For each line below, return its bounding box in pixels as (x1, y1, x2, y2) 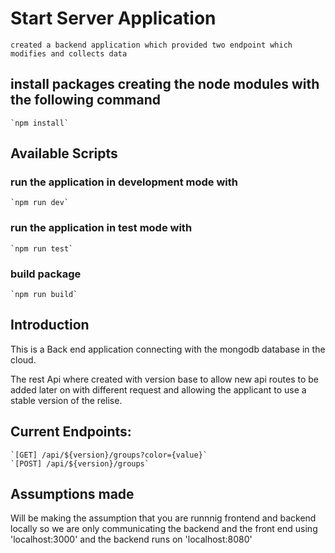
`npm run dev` (10, 198, 70, 208)
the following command (10, 92, 161, 109)
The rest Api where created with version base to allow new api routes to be (10, 373, 319, 385)
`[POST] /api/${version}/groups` (10, 458, 150, 469)
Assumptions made (10, 486, 135, 503)
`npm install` (10, 118, 70, 128)
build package (10, 267, 82, 281)
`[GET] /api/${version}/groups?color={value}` (10, 450, 208, 460)
